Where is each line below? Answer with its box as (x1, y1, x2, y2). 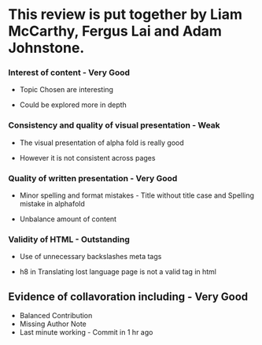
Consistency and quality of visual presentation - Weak (8, 120, 220, 131)
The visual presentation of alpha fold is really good (19, 138, 185, 147)
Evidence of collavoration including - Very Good (8, 290, 249, 303)
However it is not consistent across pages (19, 153, 156, 162)
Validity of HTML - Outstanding (8, 234, 130, 245)
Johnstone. (8, 39, 85, 57)
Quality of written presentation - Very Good (8, 172, 178, 184)
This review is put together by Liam (8, 6, 242, 24)
